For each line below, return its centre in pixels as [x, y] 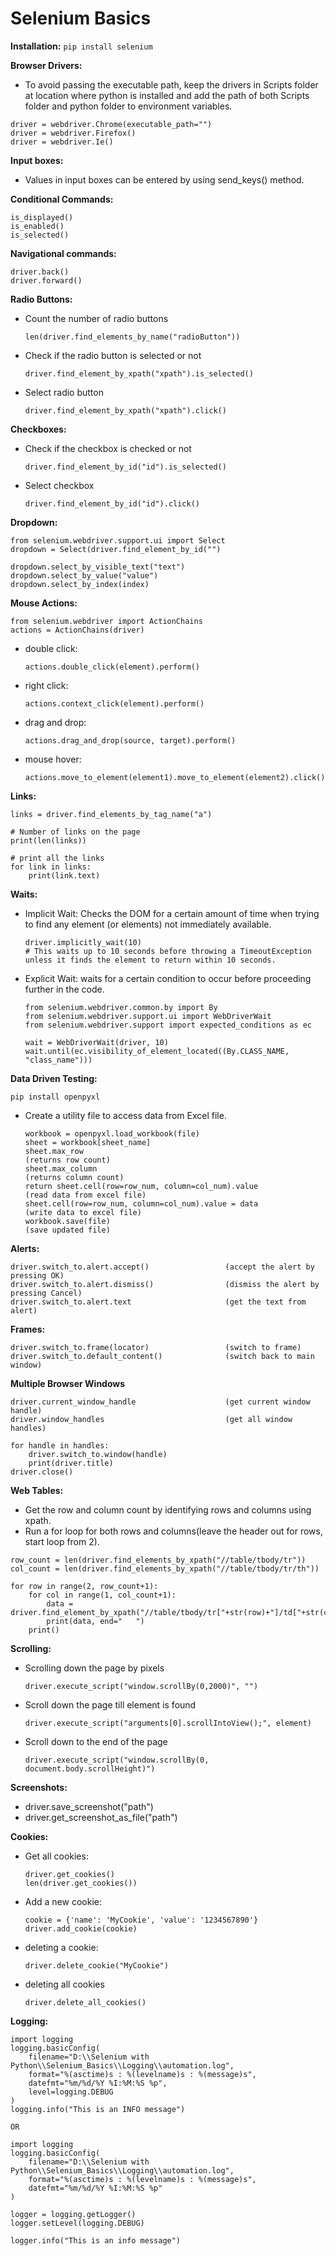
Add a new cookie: [63, 1901]
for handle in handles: [60, 1445]
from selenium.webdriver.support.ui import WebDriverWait [148, 1016]
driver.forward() [46, 280]
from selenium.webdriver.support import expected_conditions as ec [168, 1025]
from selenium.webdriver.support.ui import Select [118, 540]
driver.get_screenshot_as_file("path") [101, 1817]
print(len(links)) [48, 840]
